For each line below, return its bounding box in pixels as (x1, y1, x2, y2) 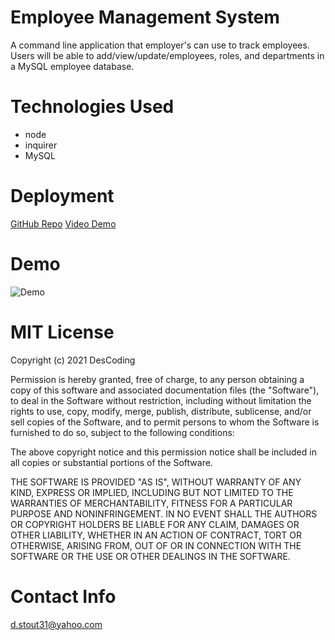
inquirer (24, 139, 58, 151)
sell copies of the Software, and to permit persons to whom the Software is (10, 416, 320, 428)
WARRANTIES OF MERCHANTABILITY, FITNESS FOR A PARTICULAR (10, 497, 293, 509)
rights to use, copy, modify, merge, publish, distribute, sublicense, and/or (10, 405, 312, 417)
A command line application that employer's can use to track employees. (10, 39, 310, 51)
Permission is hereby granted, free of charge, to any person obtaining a (10, 373, 305, 385)
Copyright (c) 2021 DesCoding (10, 354, 136, 366)
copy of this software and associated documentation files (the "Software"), (10, 384, 320, 396)
